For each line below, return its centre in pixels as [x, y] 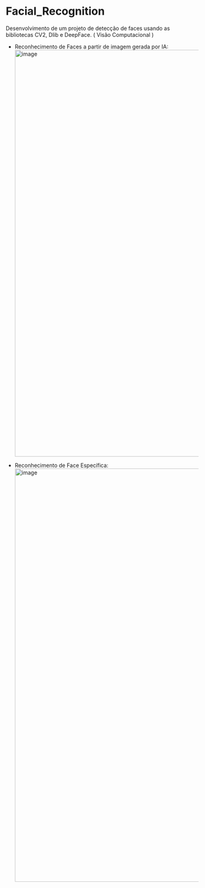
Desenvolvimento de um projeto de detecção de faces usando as [88, 28]
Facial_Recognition [55, 11]
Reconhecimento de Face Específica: [61, 465]
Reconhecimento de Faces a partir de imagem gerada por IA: [91, 47]
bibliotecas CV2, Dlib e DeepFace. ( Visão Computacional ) [80, 34]
